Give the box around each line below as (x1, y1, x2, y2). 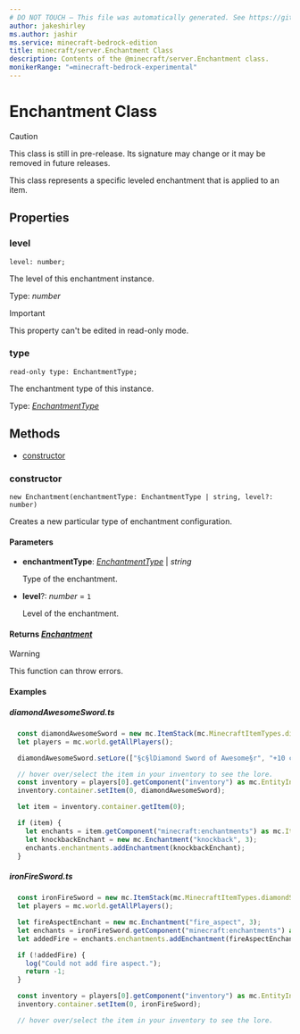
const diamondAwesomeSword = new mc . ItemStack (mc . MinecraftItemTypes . (17, 729, 286, 738)
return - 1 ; (25, 967, 66, 976)
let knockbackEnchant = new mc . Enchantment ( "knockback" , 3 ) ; (25, 835, 257, 844)
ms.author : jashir (9, 29, 78, 38)
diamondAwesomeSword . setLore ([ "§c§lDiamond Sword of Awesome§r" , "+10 (17, 754, 286, 763)
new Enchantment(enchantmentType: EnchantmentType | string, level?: (9, 492, 274, 501)
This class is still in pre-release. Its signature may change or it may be (9, 148, 266, 159)
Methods (9, 426, 61, 442)
